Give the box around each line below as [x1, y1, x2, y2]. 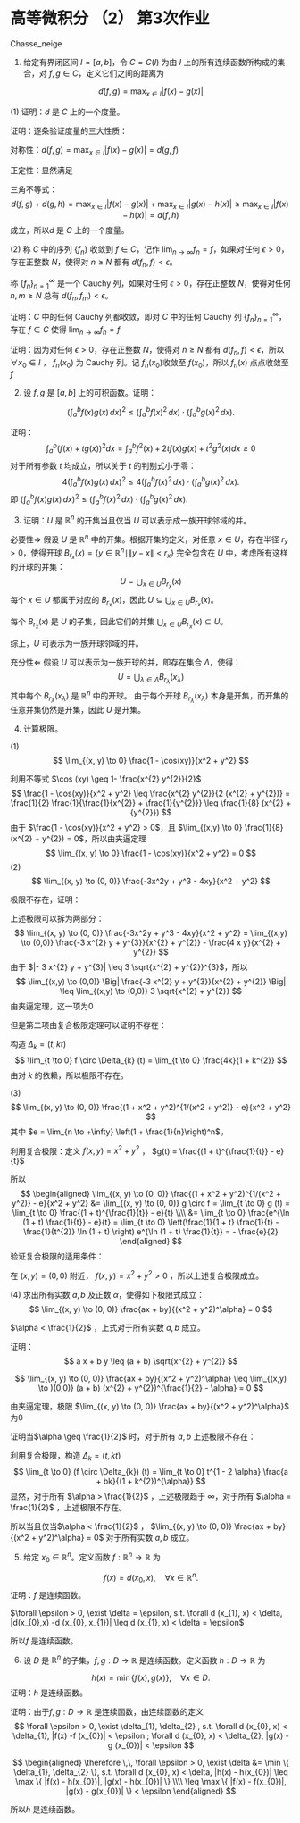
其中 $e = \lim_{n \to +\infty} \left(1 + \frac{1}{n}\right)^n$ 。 [10, 1126, 229, 1137]
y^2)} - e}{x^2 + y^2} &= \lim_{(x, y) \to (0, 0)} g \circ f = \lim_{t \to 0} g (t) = [11, 1198, 291, 1208]
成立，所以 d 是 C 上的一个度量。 [10, 225, 129, 236]
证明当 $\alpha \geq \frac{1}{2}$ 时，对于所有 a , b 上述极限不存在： [10, 1431, 257, 1443]
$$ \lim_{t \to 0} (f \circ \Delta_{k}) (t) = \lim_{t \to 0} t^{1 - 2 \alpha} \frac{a [12, 1466, 289, 1476]
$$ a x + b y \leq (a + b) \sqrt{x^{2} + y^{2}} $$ [63, 1356, 238, 1367]
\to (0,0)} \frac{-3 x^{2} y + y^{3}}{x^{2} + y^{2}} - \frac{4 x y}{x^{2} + [20, 937, 282, 948]
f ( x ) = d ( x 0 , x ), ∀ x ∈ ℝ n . [103, 1571, 199, 1585]
